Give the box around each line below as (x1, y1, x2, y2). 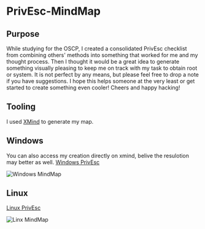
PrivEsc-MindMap (6, 4, 101, 18)
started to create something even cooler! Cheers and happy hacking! (6, 84, 180, 91)
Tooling (6, 102, 36, 112)
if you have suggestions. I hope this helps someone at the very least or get (6, 78, 195, 84)
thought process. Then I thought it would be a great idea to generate (6, 58, 180, 65)
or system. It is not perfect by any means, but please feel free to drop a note (6, 71, 199, 78)
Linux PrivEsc (6, 204, 41, 212)
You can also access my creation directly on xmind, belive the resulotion (6, 152, 189, 159)
